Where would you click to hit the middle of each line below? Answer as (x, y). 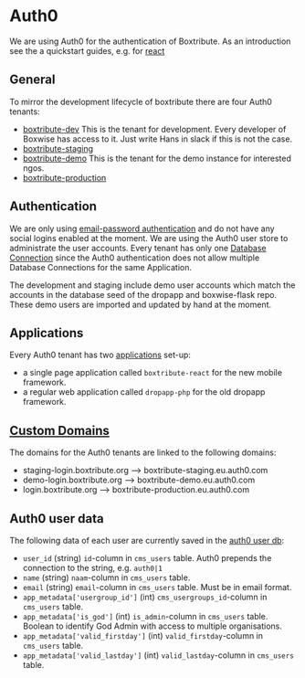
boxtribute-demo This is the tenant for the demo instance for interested (157, 158)
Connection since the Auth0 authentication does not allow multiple (135, 258)
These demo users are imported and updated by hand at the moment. (141, 304)
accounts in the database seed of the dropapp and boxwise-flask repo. (143, 294)
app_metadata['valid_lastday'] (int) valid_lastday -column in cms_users (158, 655)
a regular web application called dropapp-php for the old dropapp (144, 392)
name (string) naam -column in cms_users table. (106, 577)
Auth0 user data (57, 519)
